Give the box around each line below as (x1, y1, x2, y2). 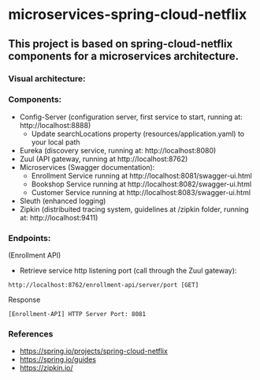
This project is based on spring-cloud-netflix (8, 37, 233, 51)
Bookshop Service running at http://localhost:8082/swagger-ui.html (31, 179, 252, 189)
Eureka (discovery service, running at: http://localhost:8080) (19, 145, 217, 155)
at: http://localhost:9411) (19, 213, 98, 222)
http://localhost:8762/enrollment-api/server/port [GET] (8, 281, 199, 289)
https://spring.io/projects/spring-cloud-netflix (19, 346, 168, 356)
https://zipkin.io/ (19, 363, 73, 373)
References (8, 329, 54, 340)
